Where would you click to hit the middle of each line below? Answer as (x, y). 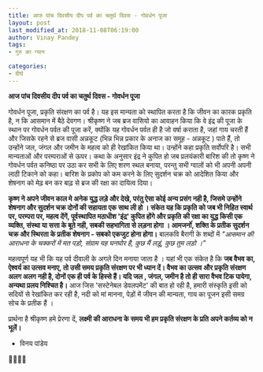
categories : (28, 67)
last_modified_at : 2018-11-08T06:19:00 (74, 30)
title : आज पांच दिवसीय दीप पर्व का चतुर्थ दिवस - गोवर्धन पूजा (88, 15)
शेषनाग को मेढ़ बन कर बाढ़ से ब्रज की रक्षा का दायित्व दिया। (81, 183)
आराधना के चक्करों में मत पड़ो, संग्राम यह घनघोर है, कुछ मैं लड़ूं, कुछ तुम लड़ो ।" (107, 243)
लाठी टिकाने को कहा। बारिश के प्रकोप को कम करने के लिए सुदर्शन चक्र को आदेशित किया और (123, 173)
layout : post (30, 23)
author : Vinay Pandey (44, 37)
